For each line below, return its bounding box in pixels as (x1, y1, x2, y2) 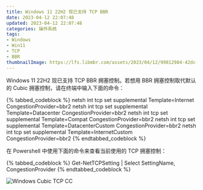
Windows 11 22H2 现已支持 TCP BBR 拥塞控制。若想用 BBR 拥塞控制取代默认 (6, 77, 196, 84)
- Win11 (6, 43, 26, 49)
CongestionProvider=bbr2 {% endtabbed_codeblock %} (6, 135, 146, 142)
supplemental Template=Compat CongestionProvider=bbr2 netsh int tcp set (6, 115, 195, 122)
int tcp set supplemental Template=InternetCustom (6, 128, 133, 136)
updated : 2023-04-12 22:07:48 (6, 20, 83, 26)
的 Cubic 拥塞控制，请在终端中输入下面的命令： (6, 84, 125, 91)
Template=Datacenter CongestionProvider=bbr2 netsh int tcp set (6, 109, 168, 116)
